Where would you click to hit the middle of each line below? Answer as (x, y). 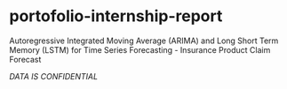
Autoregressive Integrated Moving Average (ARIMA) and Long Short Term (144, 41)
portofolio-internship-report (116, 16)
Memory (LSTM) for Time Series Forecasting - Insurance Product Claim (140, 49)
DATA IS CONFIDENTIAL (54, 76)
